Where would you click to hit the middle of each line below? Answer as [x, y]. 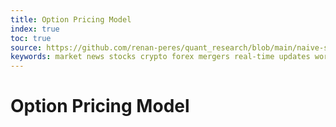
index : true [35, 29]
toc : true [31, 38]
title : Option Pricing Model [71, 19]
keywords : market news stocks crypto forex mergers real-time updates [160, 57]
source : [26, 47]
